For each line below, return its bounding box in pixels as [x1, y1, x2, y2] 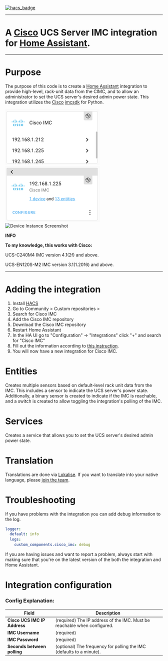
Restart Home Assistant [12, 326, 61, 332]
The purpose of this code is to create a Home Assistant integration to [5, 83, 147, 89]
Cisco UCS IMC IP [7, 617, 45, 623]
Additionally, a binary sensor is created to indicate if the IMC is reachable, [5, 392, 157, 398]
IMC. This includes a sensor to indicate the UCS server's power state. [5, 387, 148, 393]
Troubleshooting [5, 494, 76, 505]
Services [5, 415, 43, 427]
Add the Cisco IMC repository [12, 316, 74, 322]
